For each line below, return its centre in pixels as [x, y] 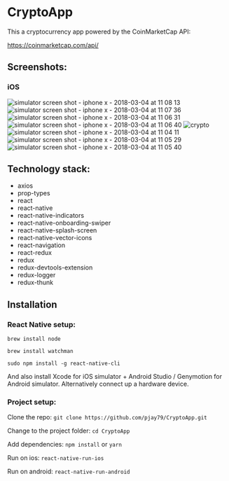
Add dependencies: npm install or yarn [65, 445]
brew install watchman [40, 351]
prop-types [34, 193]
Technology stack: [49, 169]
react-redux [35, 253]
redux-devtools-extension [55, 267]
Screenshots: [37, 67]
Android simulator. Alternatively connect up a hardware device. [98, 384]
